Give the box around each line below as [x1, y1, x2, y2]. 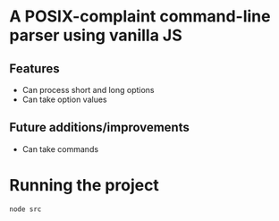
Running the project [9, 175, 159, 195]
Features [9, 61, 60, 76]
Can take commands [21, 143, 99, 154]
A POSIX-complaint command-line [9, 6, 271, 27]
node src [9, 204, 42, 214]
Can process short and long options [21, 85, 155, 95]
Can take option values [21, 94, 107, 105]
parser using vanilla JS [9, 25, 182, 46]
